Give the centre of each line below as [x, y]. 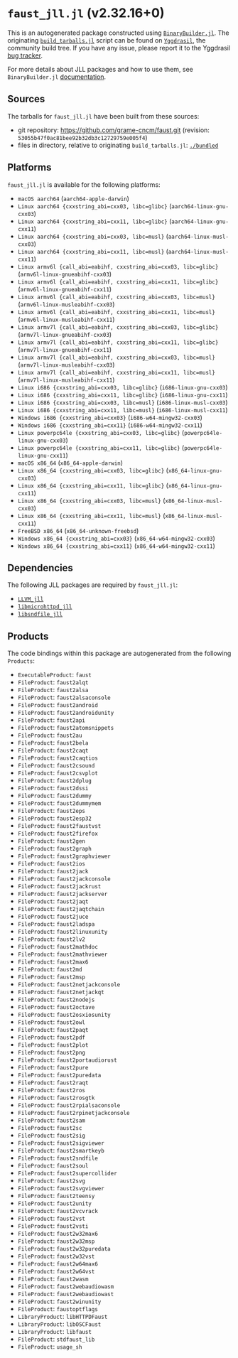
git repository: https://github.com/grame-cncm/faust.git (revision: [113, 130]
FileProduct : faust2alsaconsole [64, 697]
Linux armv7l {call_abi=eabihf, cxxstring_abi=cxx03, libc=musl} [116, 357]
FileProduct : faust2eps [51, 811]
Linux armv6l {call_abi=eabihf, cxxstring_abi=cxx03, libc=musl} [116, 297]
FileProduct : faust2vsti [53, 1226]
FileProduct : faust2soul [53, 1165]
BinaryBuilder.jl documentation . [57, 77]
